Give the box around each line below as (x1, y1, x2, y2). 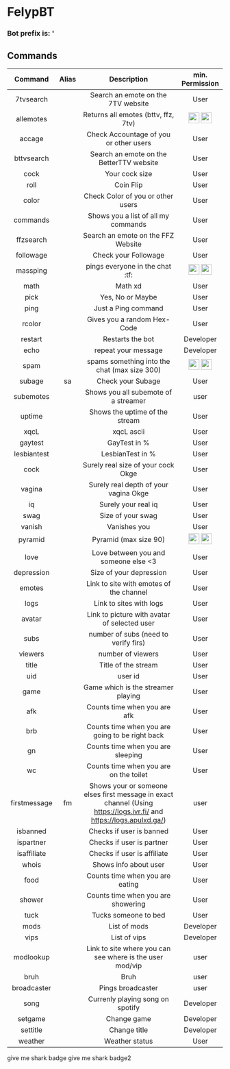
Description (109, 74, 149, 84)
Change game (105, 1013, 152, 1023)
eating (118, 879, 139, 889)
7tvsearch (14, 94, 49, 103)
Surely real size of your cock (82, 460, 175, 469)
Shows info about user (92, 859, 165, 869)
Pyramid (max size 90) (92, 535, 166, 545)
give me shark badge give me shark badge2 (7, 1053, 131, 1062)
